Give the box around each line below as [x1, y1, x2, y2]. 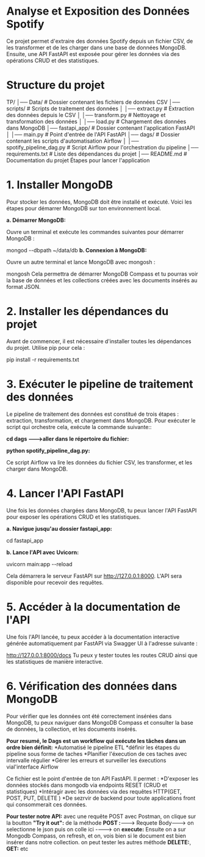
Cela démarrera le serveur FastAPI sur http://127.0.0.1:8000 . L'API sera [6, 572, 182, 580]
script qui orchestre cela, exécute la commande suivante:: [6, 423, 152, 430]
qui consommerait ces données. [6, 800, 87, 808]
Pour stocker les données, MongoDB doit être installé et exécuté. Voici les [6, 198, 192, 205]
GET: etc [6, 845, 29, 852]
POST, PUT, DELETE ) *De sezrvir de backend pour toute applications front [6, 794, 196, 802]
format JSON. [6, 283, 41, 290]
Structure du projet [6, 78, 105, 92]
